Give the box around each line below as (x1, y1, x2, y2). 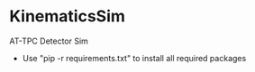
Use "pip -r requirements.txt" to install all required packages (22, 52, 247, 63)
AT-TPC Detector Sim (9, 36, 88, 46)
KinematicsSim (9, 6, 126, 27)
